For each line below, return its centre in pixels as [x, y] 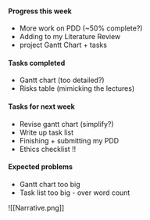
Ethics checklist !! [48, 149]
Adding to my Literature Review [70, 37]
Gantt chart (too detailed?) [62, 80]
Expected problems [40, 167]
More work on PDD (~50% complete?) [81, 28]
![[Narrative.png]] [36, 207]
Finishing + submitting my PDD [69, 140]
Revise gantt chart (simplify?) [67, 124]
